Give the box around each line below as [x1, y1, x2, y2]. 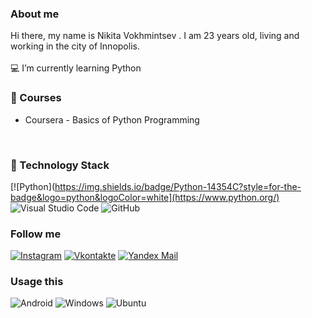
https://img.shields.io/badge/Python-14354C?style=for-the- [54, 180, 302, 192]
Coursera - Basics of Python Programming [24, 113, 200, 126]
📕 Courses [10, 91, 62, 105]
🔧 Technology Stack [10, 158, 110, 172]
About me [10, 7, 60, 21]
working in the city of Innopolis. [10, 40, 140, 52]
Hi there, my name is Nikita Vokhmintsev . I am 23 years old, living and [10, 30, 300, 42]
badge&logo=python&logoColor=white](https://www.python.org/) [10, 191, 280, 203]
